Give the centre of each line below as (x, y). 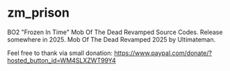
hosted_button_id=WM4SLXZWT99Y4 (61, 60)
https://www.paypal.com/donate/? (163, 53)
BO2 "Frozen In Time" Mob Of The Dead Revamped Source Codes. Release (115, 32)
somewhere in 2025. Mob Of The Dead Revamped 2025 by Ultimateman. (112, 39)
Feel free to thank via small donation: (60, 53)
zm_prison (38, 13)
